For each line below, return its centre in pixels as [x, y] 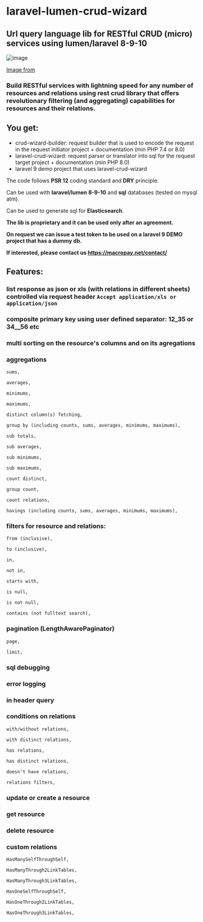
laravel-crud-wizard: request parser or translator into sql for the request [105, 155]
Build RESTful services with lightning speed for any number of [100, 85]
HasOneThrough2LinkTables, [40, 902]
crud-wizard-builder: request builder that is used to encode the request [105, 143]
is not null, [23, 603]
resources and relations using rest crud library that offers [93, 93]
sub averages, [24, 447]
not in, [16, 571]
